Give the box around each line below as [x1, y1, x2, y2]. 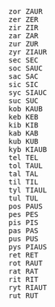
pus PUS [8, 235, 39, 243]
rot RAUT [8, 259, 43, 267]
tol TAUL [8, 162, 43, 170]
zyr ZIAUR [8, 48, 47, 56]
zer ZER [8, 15, 39, 24]
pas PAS [8, 227, 39, 235]
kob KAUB [8, 105, 43, 113]
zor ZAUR [8, 7, 43, 15]
